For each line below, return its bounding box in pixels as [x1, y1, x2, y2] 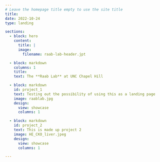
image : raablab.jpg [14, 96, 53, 101]
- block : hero [9, 34, 38, 39]
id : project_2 [14, 123, 42, 128]
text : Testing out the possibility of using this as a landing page [14, 91, 156, 97]
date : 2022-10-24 [5, 16, 40, 21]
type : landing [5, 20, 34, 26]
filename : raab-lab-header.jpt [22, 52, 86, 57]
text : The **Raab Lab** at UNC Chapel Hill [14, 74, 104, 79]
